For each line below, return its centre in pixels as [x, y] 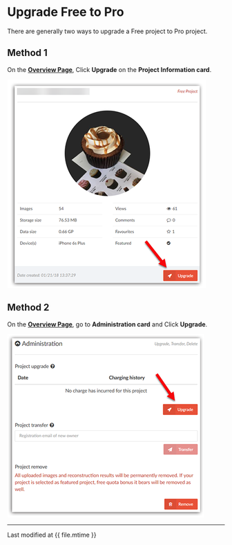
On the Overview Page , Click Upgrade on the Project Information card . [109, 69]
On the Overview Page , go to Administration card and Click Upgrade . [107, 324]
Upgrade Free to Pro [66, 12]
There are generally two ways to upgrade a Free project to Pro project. [107, 31]
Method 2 [28, 307]
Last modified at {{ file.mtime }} [52, 535]
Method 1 [28, 53]
